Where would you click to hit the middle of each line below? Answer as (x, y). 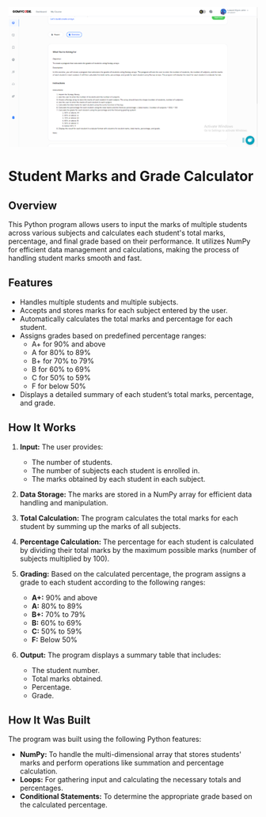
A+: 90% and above (64, 597)
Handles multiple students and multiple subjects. (99, 302)
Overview (33, 205)
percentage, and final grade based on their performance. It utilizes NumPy (129, 241)
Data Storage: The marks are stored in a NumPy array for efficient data (136, 494)
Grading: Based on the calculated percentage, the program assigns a (133, 573)
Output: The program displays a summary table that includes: (120, 655)
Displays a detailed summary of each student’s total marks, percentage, (137, 394)
